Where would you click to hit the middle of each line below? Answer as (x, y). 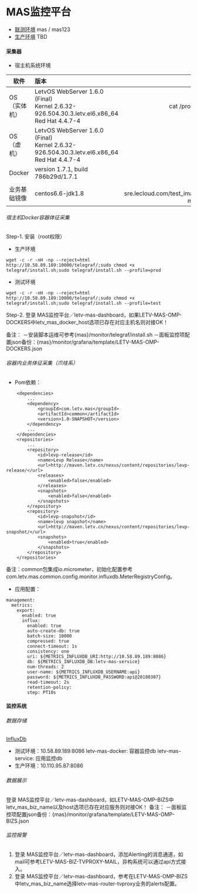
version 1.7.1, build (61, 169)
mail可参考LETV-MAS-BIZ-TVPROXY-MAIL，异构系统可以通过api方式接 (100, 861)
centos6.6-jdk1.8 (60, 193)
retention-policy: (50, 687)
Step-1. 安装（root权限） (36, 237)
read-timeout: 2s (48, 682)
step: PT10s (42, 692)
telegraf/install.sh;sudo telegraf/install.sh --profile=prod (84, 270)
